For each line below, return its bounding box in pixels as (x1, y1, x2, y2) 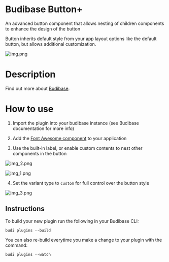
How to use (5, 103, 54, 115)
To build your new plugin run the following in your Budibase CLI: (5, 218, 139, 224)
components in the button (12, 150, 67, 156)
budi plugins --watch (5, 252, 51, 257)
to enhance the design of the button (5, 25, 80, 31)
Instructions (5, 205, 45, 213)
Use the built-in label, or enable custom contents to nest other (12, 145, 143, 151)
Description (5, 69, 56, 80)
